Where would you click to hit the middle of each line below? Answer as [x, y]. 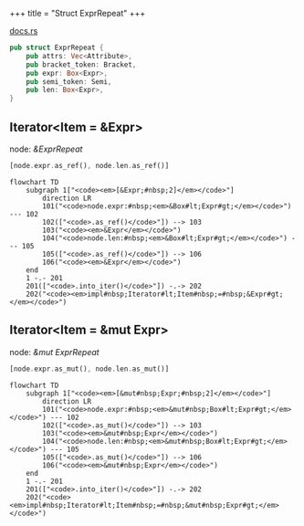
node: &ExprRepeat [46, 149]
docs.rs [24, 31]
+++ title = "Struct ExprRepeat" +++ [78, 13]
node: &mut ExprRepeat [54, 352]
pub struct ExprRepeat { [57, 47]
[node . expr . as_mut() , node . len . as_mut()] [89, 369]
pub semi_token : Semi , [69, 81]
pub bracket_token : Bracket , [81, 64]
